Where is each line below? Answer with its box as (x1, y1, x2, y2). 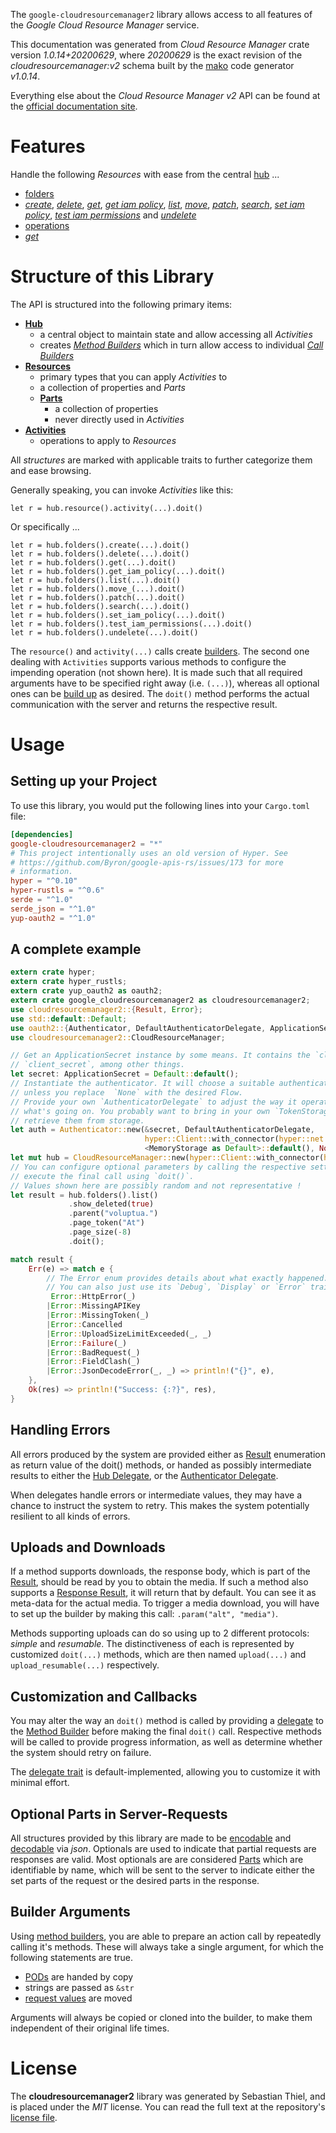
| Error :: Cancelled (46, 1319, 123, 1329)
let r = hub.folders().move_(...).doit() (10, 584, 186, 594)
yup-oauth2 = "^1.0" (10, 913, 97, 923)
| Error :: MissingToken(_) (46, 1310, 150, 1321)
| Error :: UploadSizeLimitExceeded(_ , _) (46, 1329, 213, 1339)
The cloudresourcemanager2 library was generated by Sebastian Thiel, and (10, 2090, 326, 2102)
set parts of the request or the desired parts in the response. (10, 1875, 260, 1887)
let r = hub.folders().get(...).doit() (10, 557, 177, 568)
